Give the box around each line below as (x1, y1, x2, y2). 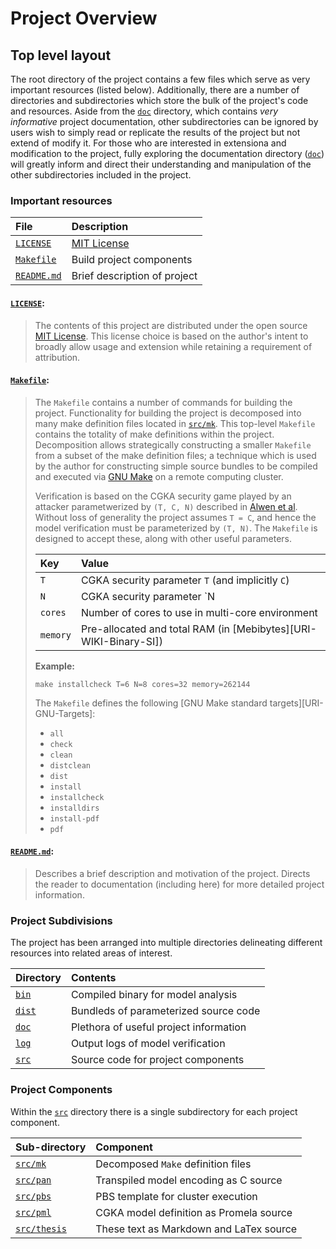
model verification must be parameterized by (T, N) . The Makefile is (34, 522, 318, 534)
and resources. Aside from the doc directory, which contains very (10, 105, 279, 117)
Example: (34, 660, 75, 672)
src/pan (15, 1174, 52, 1186)
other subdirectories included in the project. (10, 169, 192, 181)
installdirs (49, 803, 100, 813)
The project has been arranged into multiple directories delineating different (10, 937, 323, 949)
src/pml (15, 1207, 52, 1218)
